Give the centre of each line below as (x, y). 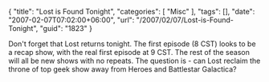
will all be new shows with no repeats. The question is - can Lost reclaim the (134, 61)
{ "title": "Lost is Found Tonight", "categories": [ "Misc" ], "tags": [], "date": (132, 12)
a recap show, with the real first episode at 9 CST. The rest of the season (129, 52)
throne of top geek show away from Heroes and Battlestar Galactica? (122, 69)
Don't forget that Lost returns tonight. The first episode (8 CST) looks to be (132, 44)
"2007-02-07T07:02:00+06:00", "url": (71, 20)
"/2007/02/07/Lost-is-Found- (185, 20)
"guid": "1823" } (66, 28)
